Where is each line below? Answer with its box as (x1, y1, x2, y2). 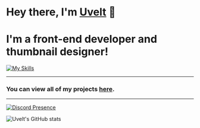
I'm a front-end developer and (6, 33, 158, 46)
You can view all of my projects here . (6, 85, 115, 94)
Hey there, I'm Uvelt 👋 (6, 5, 116, 19)
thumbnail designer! (6, 45, 109, 59)
